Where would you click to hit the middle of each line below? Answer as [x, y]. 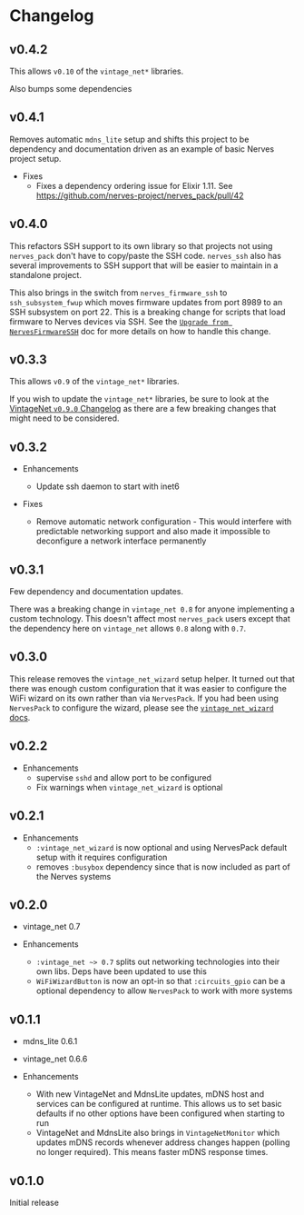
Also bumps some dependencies [71, 89]
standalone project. [45, 274]
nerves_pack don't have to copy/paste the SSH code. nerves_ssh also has [145, 255]
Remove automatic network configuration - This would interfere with [164, 522]
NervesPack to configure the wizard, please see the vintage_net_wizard [142, 707]
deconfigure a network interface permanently [121, 541]
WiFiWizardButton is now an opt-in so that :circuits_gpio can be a [161, 981]
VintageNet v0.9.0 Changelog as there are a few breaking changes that [143, 409]
